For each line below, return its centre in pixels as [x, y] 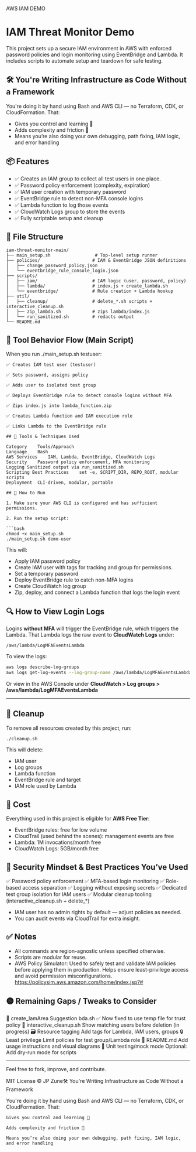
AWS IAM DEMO [26, 8]
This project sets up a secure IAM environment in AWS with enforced [89, 48]
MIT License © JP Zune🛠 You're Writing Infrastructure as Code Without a [95, 1081]
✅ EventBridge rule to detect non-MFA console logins [79, 198]
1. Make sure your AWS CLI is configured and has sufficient [82, 503]
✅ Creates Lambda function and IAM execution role [69, 416]
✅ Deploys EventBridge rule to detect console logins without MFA [89, 396]
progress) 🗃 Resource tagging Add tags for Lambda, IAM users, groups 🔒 [95, 1031]
